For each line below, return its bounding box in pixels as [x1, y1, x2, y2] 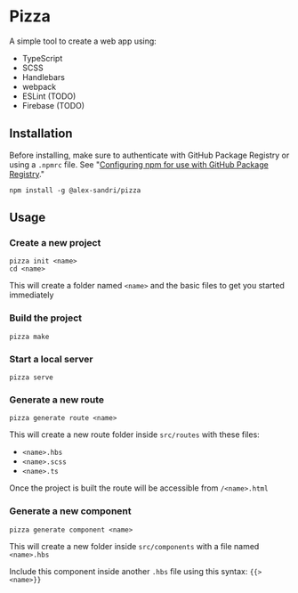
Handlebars [21, 71, 65, 82]
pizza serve [9, 373, 53, 382]
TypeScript [21, 53, 63, 63]
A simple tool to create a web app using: [9, 36, 157, 46]
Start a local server [9, 353, 93, 365]
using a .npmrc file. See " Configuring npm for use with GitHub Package [9, 158, 269, 170]
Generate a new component [9, 505, 132, 517]
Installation [9, 126, 73, 142]
